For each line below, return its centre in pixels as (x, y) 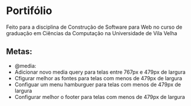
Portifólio (29, 11)
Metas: (19, 52)
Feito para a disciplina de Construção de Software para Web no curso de (94, 27)
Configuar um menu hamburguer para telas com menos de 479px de (98, 84)
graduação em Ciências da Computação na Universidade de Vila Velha (92, 33)
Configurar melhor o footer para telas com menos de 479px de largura (100, 97)
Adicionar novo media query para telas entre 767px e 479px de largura (100, 72)
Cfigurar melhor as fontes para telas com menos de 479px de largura (98, 78)
